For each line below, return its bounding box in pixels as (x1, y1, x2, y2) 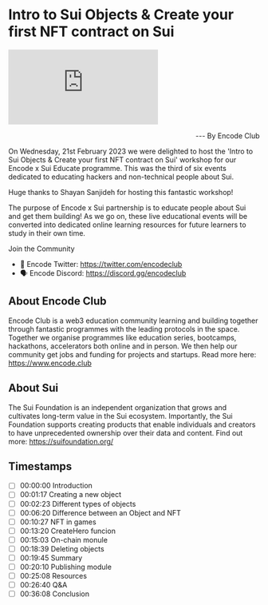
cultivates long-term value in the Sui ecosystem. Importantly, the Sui (8, 411, 233, 420)
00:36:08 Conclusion (19, 589, 90, 599)
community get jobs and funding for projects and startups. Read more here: (8, 349, 257, 359)
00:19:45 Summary (19, 553, 83, 563)
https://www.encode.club (8, 358, 92, 368)
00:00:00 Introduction (19, 481, 93, 491)
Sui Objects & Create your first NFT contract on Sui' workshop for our (8, 154, 237, 165)
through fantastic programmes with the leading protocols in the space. (8, 324, 240, 333)
